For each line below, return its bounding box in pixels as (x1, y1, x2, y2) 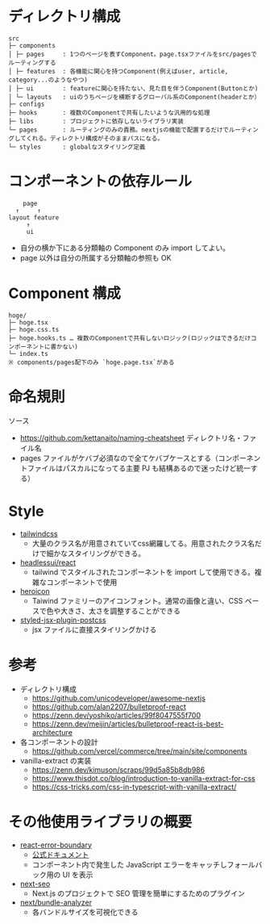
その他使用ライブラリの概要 (8, 813, 193, 831)
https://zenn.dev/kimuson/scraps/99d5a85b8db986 (31, 764, 206, 775)
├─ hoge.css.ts (8, 325, 60, 333)
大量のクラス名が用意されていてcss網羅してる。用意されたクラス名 (31, 538, 255, 548)
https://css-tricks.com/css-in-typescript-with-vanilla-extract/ (31, 782, 237, 792)
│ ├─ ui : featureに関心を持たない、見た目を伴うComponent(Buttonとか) (8, 84, 259, 93)
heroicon (19, 586, 50, 596)
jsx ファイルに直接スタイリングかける (31, 625, 157, 634)
